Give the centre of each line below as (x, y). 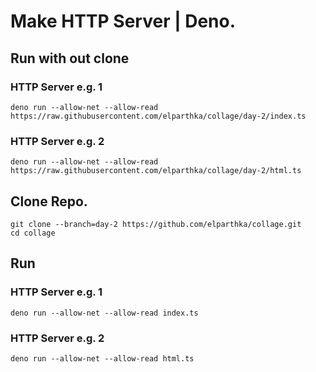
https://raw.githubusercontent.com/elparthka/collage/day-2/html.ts (156, 171)
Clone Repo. (49, 201)
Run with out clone (70, 58)
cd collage (33, 233)
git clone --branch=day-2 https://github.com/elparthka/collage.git (156, 224)
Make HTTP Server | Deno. (123, 21)
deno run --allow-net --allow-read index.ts (104, 313)
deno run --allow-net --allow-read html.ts (102, 358)
